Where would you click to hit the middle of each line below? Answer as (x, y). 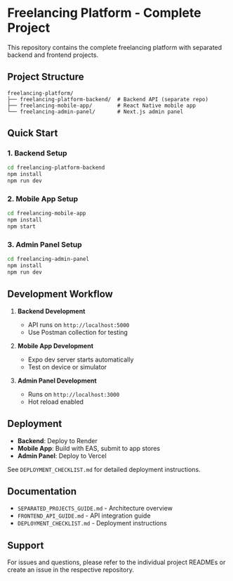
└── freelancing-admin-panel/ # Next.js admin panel (95, 111)
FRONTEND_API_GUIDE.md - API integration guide (84, 516)
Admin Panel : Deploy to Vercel (62, 456)
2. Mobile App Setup (43, 198)
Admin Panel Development (57, 381)
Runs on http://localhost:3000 (74, 394)
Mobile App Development (55, 345)
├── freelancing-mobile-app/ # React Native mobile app (102, 106)
